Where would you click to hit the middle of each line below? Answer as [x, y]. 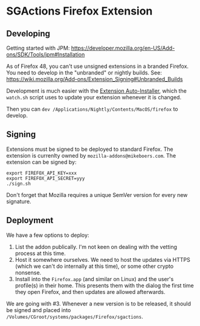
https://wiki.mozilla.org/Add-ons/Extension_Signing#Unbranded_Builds [95, 79]
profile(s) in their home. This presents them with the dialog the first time [105, 285]
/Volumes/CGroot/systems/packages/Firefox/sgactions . [75, 316]
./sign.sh [19, 184]
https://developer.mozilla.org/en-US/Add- [123, 48]
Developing [28, 34]
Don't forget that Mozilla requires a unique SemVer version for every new [97, 195]
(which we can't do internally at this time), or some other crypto [94, 266]
